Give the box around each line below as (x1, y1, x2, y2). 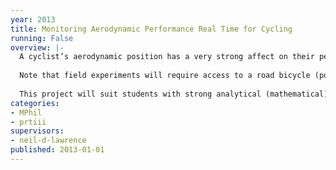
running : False (10, 33, 74, 43)
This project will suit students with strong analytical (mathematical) (19, 89, 329, 99)
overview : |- (10, 42, 65, 53)
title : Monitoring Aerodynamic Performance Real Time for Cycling (10, 24, 293, 34)
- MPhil (10, 107, 43, 118)
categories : (10, 98, 60, 108)
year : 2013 (10, 14, 56, 25)
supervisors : (10, 126, 65, 136)
